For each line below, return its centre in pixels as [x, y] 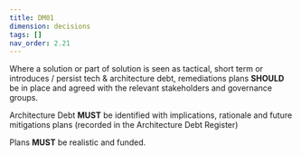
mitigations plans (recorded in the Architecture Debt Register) [124, 125]
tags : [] [26, 34]
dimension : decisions [50, 26]
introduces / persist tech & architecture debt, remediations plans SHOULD [147, 79]
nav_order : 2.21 [40, 43]
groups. [24, 98]
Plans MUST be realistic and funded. [78, 142]
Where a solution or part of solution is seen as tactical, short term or [136, 69]
